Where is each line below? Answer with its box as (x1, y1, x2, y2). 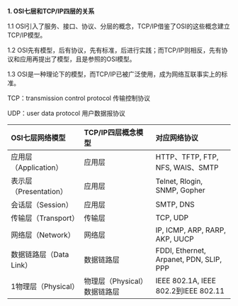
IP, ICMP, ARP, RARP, (155, 225, 227, 235)
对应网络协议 (155, 133, 198, 143)
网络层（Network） (11, 230, 76, 240)
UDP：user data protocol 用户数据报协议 (7, 109, 125, 117)
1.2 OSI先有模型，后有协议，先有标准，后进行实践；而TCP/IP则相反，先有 (7, 46, 222, 54)
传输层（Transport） (11, 213, 79, 223)
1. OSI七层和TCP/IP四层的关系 (7, 7, 95, 15)
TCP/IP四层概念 (84, 128, 137, 137)
